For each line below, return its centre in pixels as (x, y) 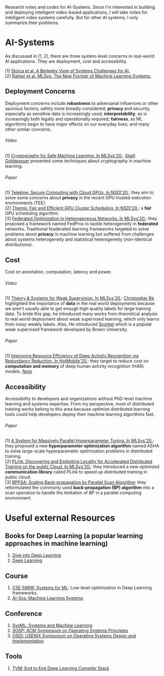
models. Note (19, 372)
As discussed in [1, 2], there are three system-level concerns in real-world (80, 56)
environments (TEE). (26, 203)
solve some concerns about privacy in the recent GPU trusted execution (78, 198)
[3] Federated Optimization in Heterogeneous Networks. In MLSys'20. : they (81, 219)
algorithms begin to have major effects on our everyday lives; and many (77, 124)
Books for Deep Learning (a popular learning (74, 536)
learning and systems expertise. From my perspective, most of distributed (80, 404)
